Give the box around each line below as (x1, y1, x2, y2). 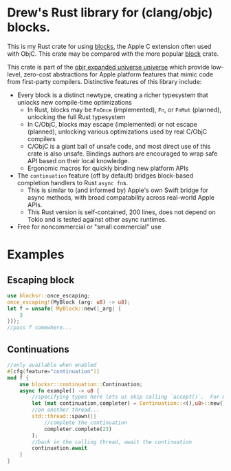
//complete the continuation (43, 419, 128, 426)
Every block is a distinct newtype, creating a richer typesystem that (16, 91, 208, 99)
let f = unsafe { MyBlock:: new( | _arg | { (7, 305, 122, 312)
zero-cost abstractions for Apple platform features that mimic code (23, 70, 214, 78)
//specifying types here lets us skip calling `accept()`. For (32, 394, 220, 401)
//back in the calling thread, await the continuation (32, 439, 192, 446)
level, (7, 70, 23, 78)
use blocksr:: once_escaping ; (7, 292, 91, 299)
